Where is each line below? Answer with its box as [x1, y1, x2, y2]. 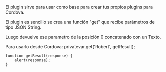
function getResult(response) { [5, 53, 73, 58]
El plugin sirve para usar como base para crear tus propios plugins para [5, 4, 153, 10]
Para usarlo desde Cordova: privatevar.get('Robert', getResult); [5, 44, 135, 49]
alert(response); [14, 58, 51, 63]
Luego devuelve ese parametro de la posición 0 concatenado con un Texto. [5, 34, 161, 40]
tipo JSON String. [5, 24, 42, 30]
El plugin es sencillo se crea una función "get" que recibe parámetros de [5, 19, 155, 25]
